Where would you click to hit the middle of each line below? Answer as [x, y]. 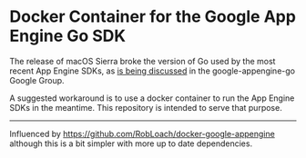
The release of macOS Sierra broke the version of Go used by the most [143, 61]
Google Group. [37, 80]
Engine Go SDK [67, 36]
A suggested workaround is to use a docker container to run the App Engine [152, 98]
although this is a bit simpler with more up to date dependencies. [131, 143]
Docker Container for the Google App [153, 17]
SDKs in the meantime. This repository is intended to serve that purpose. [146, 107]
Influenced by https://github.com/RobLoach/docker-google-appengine [142, 133]
